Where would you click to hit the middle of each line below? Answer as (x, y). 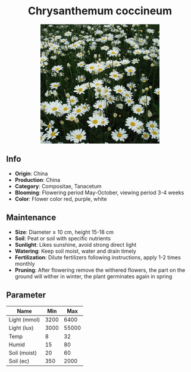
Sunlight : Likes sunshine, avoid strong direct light (76, 244)
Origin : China (31, 173)
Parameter (26, 295)
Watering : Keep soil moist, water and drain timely (76, 251)
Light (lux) (21, 328)
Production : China (37, 179)
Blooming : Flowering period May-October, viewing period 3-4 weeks (99, 193)
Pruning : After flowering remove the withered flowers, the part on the (100, 270)
